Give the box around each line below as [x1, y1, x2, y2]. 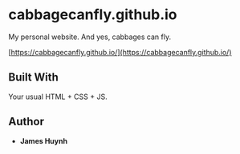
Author [8, 115, 44, 128]
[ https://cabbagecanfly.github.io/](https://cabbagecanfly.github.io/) [8, 47, 232, 57]
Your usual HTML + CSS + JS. [8, 92, 108, 101]
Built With [8, 70, 59, 85]
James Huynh [19, 136, 68, 145]
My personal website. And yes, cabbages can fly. [8, 32, 171, 41]
